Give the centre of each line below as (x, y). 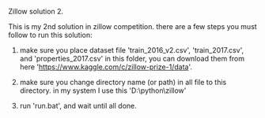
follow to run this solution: (50, 35)
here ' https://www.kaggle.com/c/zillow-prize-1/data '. (106, 67)
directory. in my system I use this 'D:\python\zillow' (103, 90)
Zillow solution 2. (36, 11)
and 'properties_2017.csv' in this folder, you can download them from (132, 59)
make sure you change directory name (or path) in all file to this (123, 82)
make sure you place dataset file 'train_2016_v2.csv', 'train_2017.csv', (132, 50)
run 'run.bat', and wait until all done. (78, 106)
